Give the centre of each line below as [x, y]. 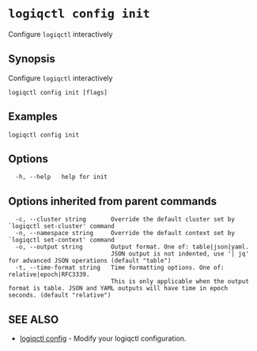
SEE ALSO [34, 319]
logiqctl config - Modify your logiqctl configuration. [103, 338]
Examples [33, 117]
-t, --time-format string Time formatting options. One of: [120, 268]
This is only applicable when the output [180, 282]
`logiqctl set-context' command [61, 240]
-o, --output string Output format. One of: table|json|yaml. [132, 247]
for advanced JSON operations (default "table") [90, 261]
